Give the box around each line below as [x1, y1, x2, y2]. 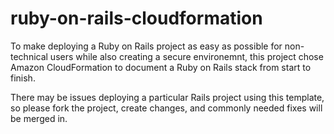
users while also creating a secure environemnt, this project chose [49, 50, 324, 62]
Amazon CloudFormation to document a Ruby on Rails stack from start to [10, 61, 312, 73]
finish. [10, 72, 36, 84]
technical [10, 50, 48, 62]
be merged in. [10, 112, 68, 124]
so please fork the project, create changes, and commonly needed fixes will [10, 102, 323, 114]
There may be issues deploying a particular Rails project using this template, [10, 91, 325, 103]
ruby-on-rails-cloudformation [10, 7, 263, 30]
